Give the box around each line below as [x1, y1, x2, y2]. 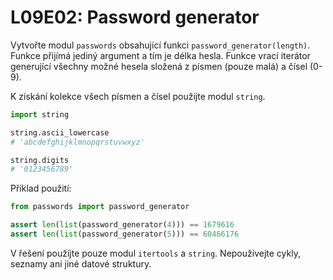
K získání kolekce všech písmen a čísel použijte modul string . [10, 90, 266, 102]
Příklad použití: [10, 182, 72, 195]
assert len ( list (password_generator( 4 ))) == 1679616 [10, 220, 235, 230]
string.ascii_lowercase [10, 127, 110, 138]
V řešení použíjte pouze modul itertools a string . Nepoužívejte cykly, [10, 247, 301, 259]
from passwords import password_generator [10, 202, 190, 212]
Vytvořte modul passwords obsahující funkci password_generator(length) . [10, 39, 311, 51]
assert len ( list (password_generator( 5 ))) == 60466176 [10, 229, 240, 240]
